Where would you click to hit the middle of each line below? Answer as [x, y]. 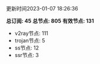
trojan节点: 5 [30, 40]
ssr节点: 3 [27, 55]
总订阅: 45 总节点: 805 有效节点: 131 [50, 21]
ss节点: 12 [27, 48]
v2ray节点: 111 [31, 33]
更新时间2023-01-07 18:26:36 [42, 8]
